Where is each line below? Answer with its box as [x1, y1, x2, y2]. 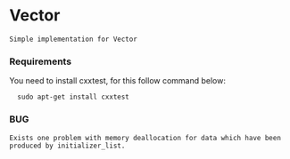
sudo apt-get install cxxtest [17, 92, 129, 102]
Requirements [9, 55, 72, 68]
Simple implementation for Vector [9, 35, 138, 44]
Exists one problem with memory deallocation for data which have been [9, 133, 281, 142]
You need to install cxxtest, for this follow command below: [9, 76, 226, 86]
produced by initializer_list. [9, 141, 126, 150]
